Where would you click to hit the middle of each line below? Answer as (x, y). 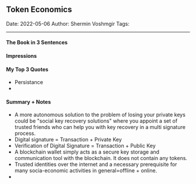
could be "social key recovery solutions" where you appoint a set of (96, 121)
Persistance (29, 82)
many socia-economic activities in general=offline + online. (86, 171)
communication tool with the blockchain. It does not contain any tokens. (101, 158)
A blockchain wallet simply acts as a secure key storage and (87, 152)
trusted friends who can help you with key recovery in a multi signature (100, 127)
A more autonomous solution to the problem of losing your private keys (100, 115)
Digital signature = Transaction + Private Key (68, 140)
